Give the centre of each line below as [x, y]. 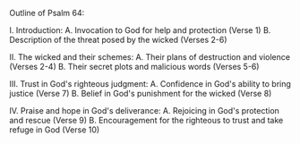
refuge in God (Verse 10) [55, 130]
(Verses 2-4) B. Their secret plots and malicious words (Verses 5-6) [134, 67]
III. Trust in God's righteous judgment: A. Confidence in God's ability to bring [150, 84]
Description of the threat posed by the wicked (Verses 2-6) [118, 40]
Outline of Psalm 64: [47, 13]
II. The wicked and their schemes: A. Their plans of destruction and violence [150, 57]
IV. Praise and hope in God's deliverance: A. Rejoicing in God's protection [145, 110]
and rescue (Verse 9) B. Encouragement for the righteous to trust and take [146, 120]
